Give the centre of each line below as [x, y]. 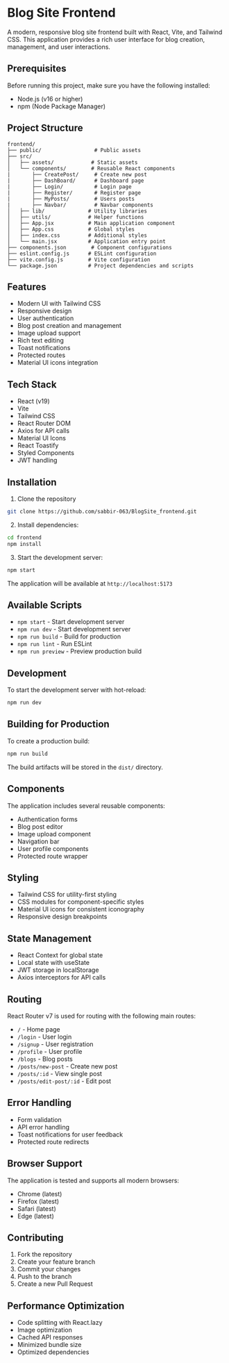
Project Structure [45, 128]
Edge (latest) [35, 1216]
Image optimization [45, 1330]
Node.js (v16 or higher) [50, 99]
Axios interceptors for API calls [61, 977]
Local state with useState [53, 963]
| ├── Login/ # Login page [69, 187]
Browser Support [45, 1164]
